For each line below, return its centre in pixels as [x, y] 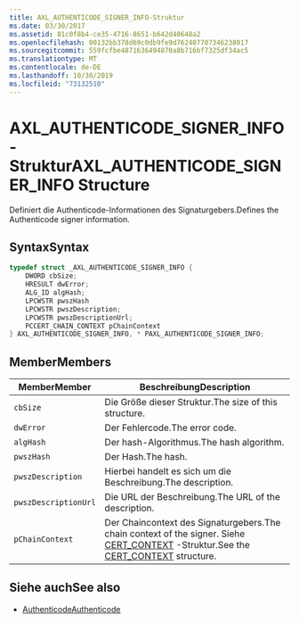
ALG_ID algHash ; [56, 293]
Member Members [61, 362]
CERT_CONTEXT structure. [161, 556]
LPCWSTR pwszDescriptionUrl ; [79, 318]
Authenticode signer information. [70, 219]
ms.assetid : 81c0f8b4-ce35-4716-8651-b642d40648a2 [105, 34]
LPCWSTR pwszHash [57, 301]
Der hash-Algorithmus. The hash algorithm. [194, 443]
